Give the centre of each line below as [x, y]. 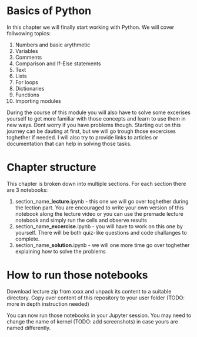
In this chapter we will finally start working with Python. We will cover [91, 27]
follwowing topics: [29, 33]
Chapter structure [51, 167]
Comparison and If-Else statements [58, 64]
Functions [27, 95]
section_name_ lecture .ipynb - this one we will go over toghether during [102, 201]
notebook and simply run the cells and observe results [81, 220]
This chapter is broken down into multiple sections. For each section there [96, 183]
